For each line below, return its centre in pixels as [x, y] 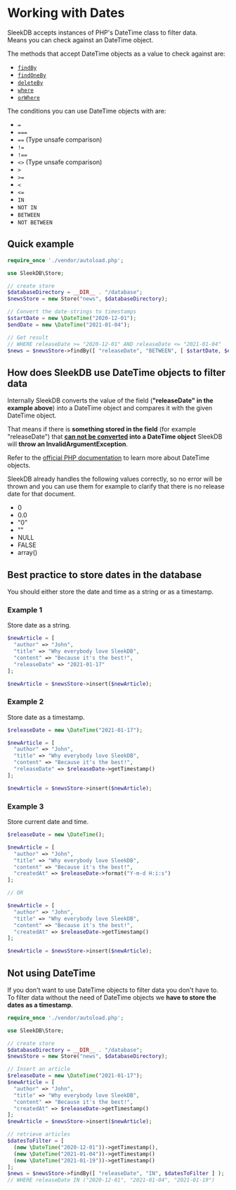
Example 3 [26, 806]
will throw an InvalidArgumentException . [68, 444]
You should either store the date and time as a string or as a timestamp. [111, 591]
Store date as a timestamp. [46, 717]
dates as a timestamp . [40, 1005]
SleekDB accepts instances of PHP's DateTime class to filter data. [103, 32]
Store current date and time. [48, 822]
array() [27, 553]
